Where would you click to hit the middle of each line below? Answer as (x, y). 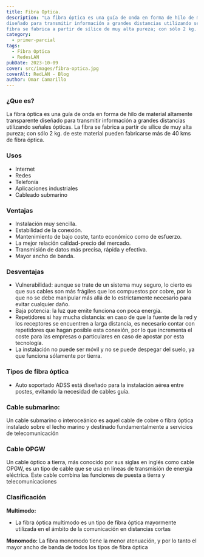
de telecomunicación (32, 433)
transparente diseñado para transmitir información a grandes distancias (96, 121)
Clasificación (26, 497)
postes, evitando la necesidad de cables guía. (72, 391)
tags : (13, 46)
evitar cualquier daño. (42, 304)
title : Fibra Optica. (34, 12)
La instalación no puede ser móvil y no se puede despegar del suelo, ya (105, 349)
